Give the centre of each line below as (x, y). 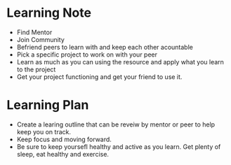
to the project (36, 69)
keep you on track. (44, 131)
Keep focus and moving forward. (64, 139)
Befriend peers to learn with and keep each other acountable (105, 47)
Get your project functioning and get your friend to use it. (99, 77)
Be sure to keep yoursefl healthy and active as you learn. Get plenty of (119, 146)
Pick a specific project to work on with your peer (87, 55)
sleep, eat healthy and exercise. (63, 154)
